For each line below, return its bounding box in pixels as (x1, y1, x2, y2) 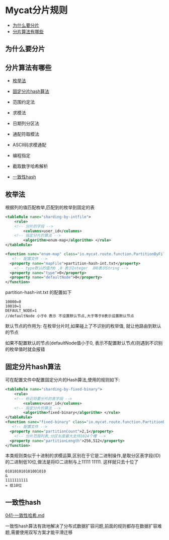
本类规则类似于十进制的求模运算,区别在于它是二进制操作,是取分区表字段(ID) (5, 452, 161, 458)
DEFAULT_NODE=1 (5, 308, 37, 314)
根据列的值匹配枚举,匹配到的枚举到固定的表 (5, 204, 95, 210)
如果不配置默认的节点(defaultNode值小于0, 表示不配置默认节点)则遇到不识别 (5, 340, 163, 346)
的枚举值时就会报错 (5, 346, 45, 352)
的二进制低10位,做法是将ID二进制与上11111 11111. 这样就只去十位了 (5, 459, 139, 465)
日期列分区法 (12, 120, 39, 126)
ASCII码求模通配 (12, 142, 47, 148)
